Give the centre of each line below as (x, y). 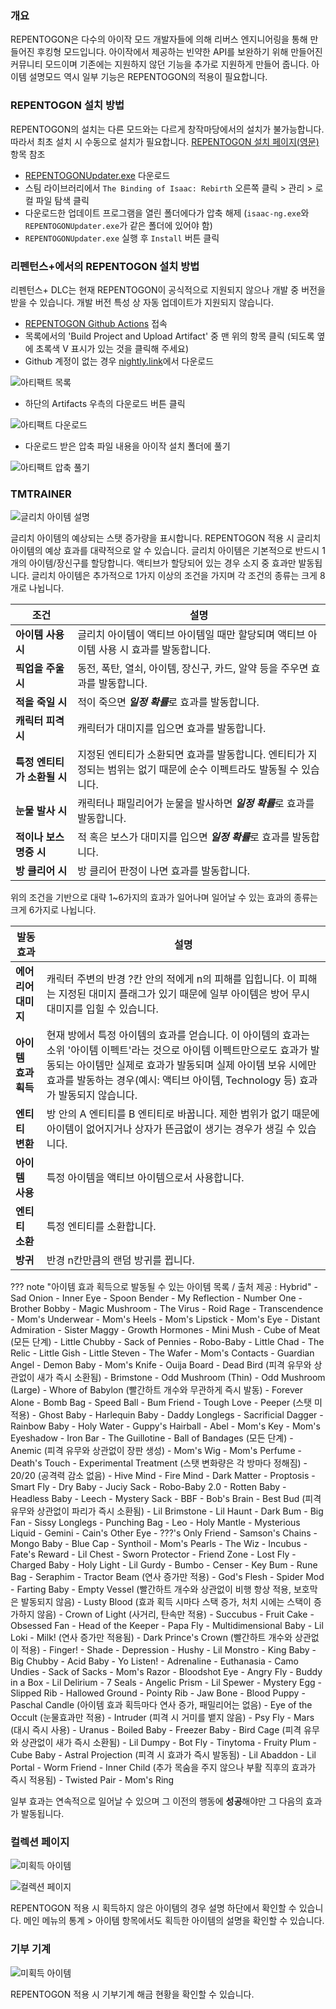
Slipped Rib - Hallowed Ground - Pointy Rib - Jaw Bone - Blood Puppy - (158, 1693)
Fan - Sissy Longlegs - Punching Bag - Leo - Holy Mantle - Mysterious (155, 1523)
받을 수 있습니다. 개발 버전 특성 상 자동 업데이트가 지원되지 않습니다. (142, 302)
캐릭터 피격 (40, 721)
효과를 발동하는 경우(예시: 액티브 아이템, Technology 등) (171, 1080)
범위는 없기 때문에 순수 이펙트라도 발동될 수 (203, 770)
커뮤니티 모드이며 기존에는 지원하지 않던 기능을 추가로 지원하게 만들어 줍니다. (160, 64)
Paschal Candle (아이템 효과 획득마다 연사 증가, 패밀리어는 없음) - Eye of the (161, 1705)
